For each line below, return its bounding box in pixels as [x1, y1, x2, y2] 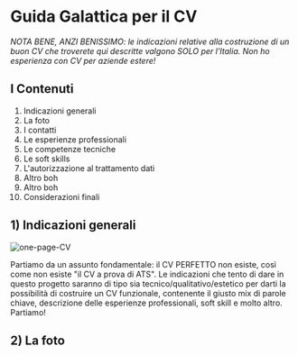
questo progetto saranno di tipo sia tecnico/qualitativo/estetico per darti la [10, 278, 287, 289]
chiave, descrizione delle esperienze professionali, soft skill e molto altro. [10, 297, 283, 308]
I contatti [23, 124, 57, 135]
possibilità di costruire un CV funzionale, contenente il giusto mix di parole [10, 287, 287, 298]
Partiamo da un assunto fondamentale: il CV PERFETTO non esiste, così [10, 259, 276, 269]
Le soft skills [23, 153, 70, 164]
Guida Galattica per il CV [10, 6, 198, 27]
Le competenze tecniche [23, 143, 116, 154]
